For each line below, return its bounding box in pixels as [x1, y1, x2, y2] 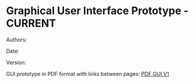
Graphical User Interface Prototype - [6, 4, 189, 18]
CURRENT [6, 16, 57, 30]
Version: [6, 59, 27, 66]
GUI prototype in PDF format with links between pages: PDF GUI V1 [6, 70, 169, 77]
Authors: [6, 36, 27, 43]
